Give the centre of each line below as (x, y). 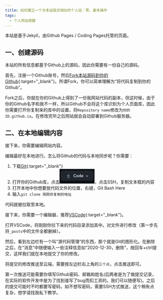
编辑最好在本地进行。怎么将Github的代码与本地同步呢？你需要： (69, 156)
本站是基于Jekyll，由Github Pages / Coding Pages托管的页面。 (68, 35)
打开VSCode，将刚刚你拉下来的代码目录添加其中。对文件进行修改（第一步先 (81, 225)
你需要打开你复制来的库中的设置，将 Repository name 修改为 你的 (68, 110)
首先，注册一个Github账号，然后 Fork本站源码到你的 (57, 75)
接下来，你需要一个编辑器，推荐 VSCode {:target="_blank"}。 (66, 215)
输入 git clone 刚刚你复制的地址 (42, 194)
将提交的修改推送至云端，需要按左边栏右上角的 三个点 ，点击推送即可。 (74, 264)
